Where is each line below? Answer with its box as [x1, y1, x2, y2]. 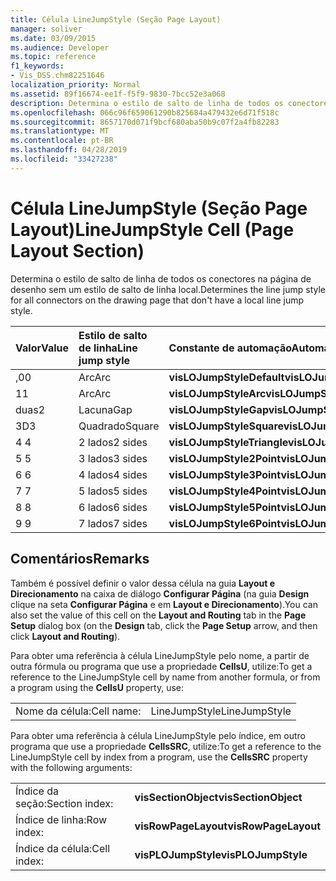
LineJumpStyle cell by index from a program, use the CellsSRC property [10, 751, 308, 763]
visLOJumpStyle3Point [168, 467, 282, 481]
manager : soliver [10, 24, 83, 34]
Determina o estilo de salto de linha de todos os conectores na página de [10, 272, 312, 285]
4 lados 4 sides [78, 467, 148, 481]
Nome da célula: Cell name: [15, 704, 142, 718]
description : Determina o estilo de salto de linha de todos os [10, 98, 284, 108]
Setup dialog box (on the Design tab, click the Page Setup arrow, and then [10, 619, 318, 631]
